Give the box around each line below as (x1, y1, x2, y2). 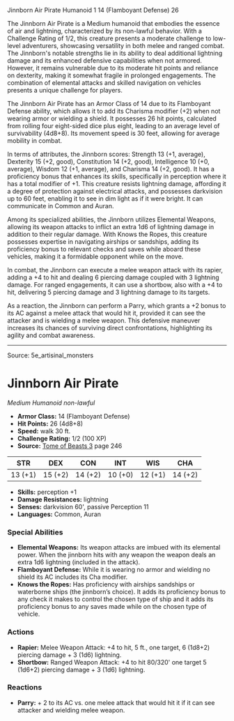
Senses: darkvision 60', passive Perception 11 (17, 502, 149, 511)
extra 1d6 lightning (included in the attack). (17, 558, 141, 566)
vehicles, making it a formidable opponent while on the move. (7, 252, 184, 261)
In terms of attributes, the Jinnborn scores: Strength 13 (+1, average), (7, 150, 205, 158)
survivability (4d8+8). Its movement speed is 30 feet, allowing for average (7, 129, 220, 137)
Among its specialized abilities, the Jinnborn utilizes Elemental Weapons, (7, 215, 216, 224)
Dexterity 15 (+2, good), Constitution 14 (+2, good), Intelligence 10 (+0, (7, 157, 210, 166)
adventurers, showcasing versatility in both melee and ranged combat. (22, 42, 225, 49)
